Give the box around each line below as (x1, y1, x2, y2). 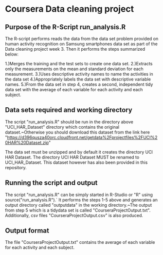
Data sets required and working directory (5, 106, 132, 114)
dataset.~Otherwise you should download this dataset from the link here (5, 129, 150, 135)
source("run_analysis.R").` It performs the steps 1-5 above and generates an (5, 196, 158, 203)
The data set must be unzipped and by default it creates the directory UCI (5, 149, 153, 155)
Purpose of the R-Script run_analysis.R (5, 23, 126, 31)
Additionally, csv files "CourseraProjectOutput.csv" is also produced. (5, 212, 144, 218)
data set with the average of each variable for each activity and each (5, 87, 143, 92)
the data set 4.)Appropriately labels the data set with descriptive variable (5, 77, 151, 82)
